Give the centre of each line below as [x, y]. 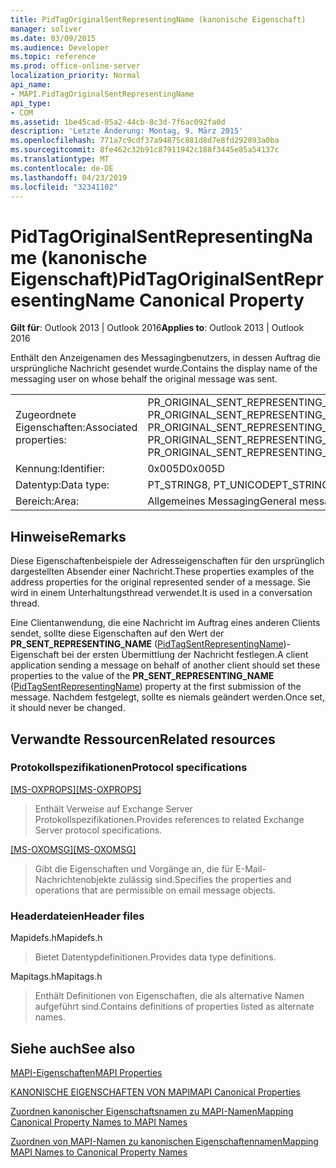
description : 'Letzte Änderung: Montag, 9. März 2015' [127, 131]
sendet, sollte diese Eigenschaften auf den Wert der [117, 633]
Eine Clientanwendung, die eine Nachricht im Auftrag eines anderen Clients [165, 623]
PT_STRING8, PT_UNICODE [212, 485]
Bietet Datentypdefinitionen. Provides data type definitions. [155, 957]
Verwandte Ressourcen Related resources [143, 739]
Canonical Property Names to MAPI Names [99, 1122]
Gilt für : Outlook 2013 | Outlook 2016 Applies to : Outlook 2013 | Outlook [157, 328]
